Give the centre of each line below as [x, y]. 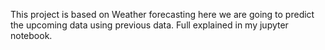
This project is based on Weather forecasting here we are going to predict [162, 14]
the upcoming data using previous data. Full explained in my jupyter [149, 25]
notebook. [31, 35]
